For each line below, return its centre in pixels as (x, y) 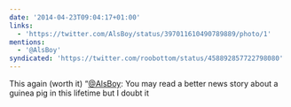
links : (21, 26)
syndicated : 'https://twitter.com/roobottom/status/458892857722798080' (146, 58)
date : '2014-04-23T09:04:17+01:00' (75, 17)
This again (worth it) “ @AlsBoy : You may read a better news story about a (144, 84)
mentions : (28, 42)
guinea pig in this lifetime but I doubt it (79, 93)
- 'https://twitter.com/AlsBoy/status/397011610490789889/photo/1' (145, 34)
